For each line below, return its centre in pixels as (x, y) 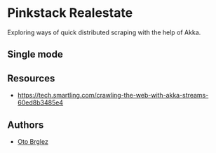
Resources (31, 78)
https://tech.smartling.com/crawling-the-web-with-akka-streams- (113, 95)
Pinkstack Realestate (70, 13)
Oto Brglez (33, 141)
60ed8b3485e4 (40, 102)
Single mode (35, 54)
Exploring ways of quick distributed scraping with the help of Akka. (104, 32)
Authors (26, 125)
